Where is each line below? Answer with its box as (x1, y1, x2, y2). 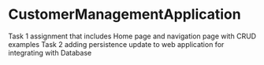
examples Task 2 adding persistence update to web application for (8, 39, 225, 49)
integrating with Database (8, 48, 92, 57)
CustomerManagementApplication (8, 5, 242, 23)
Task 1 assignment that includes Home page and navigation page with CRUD (8, 31, 257, 41)
